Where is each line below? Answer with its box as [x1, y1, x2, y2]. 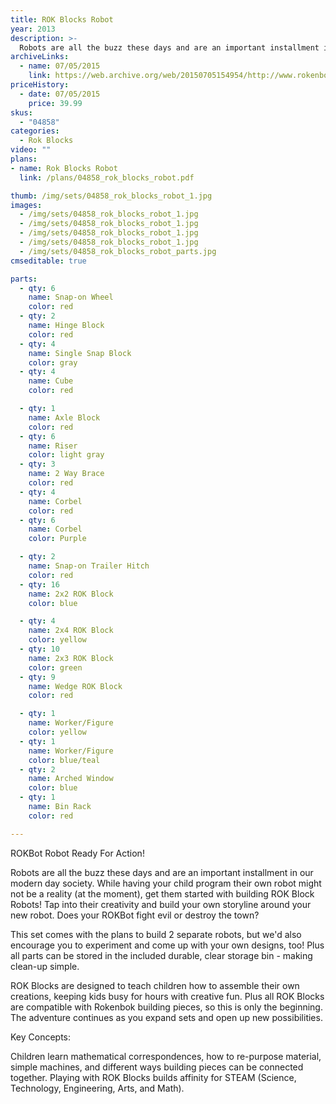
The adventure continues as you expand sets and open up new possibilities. [10, 1011, 323, 1023]
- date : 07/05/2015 [19, 89, 101, 99]
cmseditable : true [10, 256, 87, 266]
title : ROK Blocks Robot [10, 14, 114, 25]
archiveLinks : [10, 52, 70, 62]
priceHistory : [10, 80, 70, 90]
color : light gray [28, 450, 105, 460]
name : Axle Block [28, 412, 101, 423]
